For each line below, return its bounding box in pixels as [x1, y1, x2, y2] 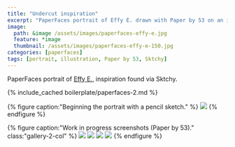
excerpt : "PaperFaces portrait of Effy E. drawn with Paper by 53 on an [7, 17, 224, 24]
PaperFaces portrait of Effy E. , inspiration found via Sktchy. [7, 75, 178, 83]
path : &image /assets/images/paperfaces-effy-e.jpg [13, 29, 168, 37]
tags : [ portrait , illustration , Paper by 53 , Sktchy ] [7, 56, 168, 63]
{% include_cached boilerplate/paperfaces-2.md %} [7, 88, 159, 96]
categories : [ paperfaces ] [7, 49, 83, 56]
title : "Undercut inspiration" [7, 10, 99, 17]
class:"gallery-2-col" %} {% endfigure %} [7, 132, 163, 140]
